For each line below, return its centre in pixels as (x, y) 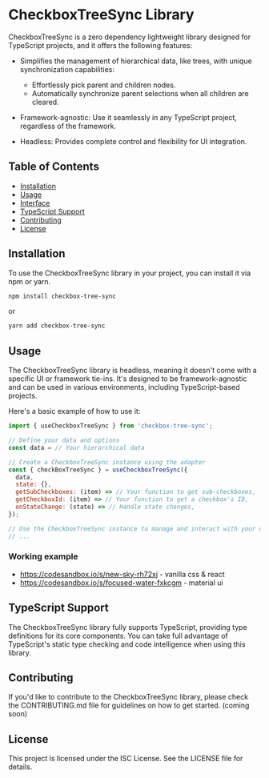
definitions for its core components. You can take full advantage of (118, 636)
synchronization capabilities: (67, 69)
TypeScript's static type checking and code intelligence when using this (127, 644)
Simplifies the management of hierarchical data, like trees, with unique (136, 61)
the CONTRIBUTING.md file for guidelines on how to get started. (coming (129, 705)
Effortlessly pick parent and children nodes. (104, 85)
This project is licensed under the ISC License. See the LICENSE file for (126, 759)
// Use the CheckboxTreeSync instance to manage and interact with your (132, 529)
